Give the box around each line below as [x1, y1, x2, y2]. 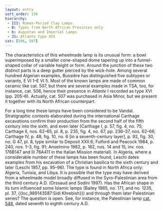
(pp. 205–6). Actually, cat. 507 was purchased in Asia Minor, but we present [5, 93, 157, 99]
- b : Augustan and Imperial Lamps [7, 30, 77, 34]
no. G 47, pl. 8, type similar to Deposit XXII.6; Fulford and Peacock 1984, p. [5, 139, 154, 145]
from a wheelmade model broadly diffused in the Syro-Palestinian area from [5, 175, 158, 180]
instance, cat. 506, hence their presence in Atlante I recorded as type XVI [5, 88, 152, 94]
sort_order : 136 [5, 12, 38, 16]
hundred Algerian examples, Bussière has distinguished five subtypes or [5, 72, 150, 78]
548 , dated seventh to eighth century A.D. [5, 200, 89, 206]
